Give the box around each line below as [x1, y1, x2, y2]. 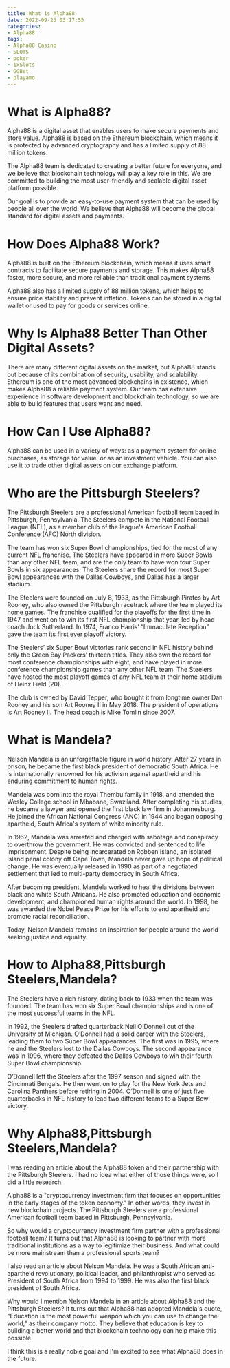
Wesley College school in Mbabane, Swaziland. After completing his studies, [7, 797, 224, 806]
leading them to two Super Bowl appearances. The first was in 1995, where [7, 1037, 220, 1045]
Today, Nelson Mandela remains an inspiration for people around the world [7, 926, 218, 934]
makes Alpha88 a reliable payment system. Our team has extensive [7, 385, 198, 394]
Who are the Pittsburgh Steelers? [7, 485, 200, 501]
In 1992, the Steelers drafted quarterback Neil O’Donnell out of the [7, 1022, 194, 1030]
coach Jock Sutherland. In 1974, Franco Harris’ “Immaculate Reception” [7, 623, 209, 631]
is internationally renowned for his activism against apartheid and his [7, 770, 202, 777]
